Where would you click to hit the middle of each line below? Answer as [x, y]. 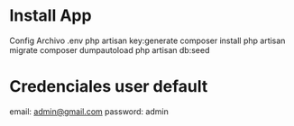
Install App [51, 16]
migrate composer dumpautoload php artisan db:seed [110, 49]
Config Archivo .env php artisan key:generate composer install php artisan [147, 40]
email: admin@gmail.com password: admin [89, 111]
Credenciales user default [109, 87]
